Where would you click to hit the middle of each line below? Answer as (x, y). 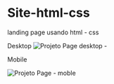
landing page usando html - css (53, 32)
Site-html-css (49, 13)
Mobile (17, 59)
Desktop (19, 45)
